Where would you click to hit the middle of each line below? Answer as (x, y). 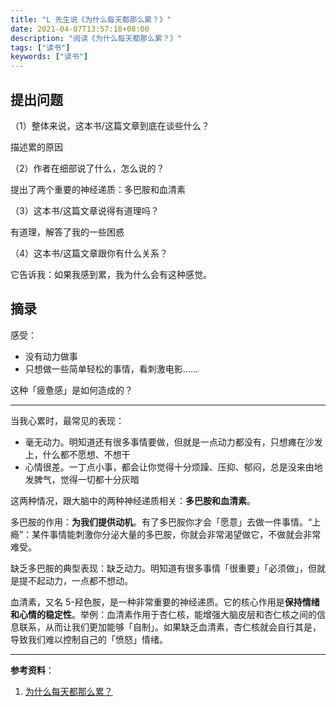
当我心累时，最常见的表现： (67, 420)
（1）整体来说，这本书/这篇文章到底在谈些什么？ (110, 125)
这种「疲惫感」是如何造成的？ (71, 390)
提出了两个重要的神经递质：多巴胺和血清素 (98, 189)
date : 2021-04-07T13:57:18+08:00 (80, 29)
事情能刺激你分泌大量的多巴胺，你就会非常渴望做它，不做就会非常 (185, 534)
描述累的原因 (36, 147)
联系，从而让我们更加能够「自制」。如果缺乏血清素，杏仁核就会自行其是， (170, 627)
